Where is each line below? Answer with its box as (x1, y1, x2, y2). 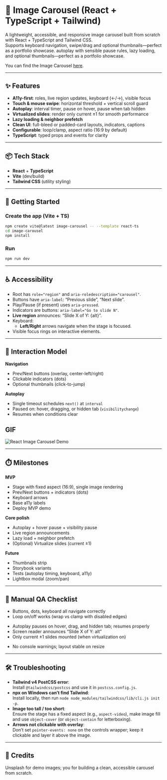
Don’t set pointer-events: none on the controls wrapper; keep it (12, 727, 144, 733)
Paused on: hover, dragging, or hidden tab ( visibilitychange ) (12, 406, 139, 412)
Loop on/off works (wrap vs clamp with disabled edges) (12, 614, 127, 620)
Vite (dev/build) (12, 173, 45, 179)
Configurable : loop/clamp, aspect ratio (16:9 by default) (12, 127, 128, 133)
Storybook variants (12, 565, 52, 571)
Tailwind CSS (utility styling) (12, 178, 71, 184)
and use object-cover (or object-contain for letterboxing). (12, 716, 132, 722)
